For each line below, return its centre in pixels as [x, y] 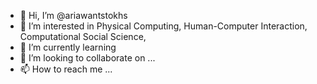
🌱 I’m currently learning [68, 47]
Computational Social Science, [83, 36]
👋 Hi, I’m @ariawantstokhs [73, 15]
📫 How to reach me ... [66, 69]
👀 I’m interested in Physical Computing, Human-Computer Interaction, [163, 26]
